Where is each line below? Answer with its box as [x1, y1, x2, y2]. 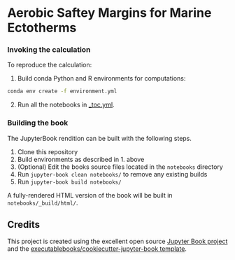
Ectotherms [7, 20, 77, 36]
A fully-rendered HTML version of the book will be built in [7, 191, 173, 199]
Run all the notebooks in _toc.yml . [17, 100, 115, 109]
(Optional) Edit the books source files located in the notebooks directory [17, 163, 224, 171]
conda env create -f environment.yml [7, 88, 117, 95]
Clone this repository [17, 147, 78, 156]
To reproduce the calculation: [7, 61, 92, 69]
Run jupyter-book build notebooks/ [17, 177, 122, 186]
